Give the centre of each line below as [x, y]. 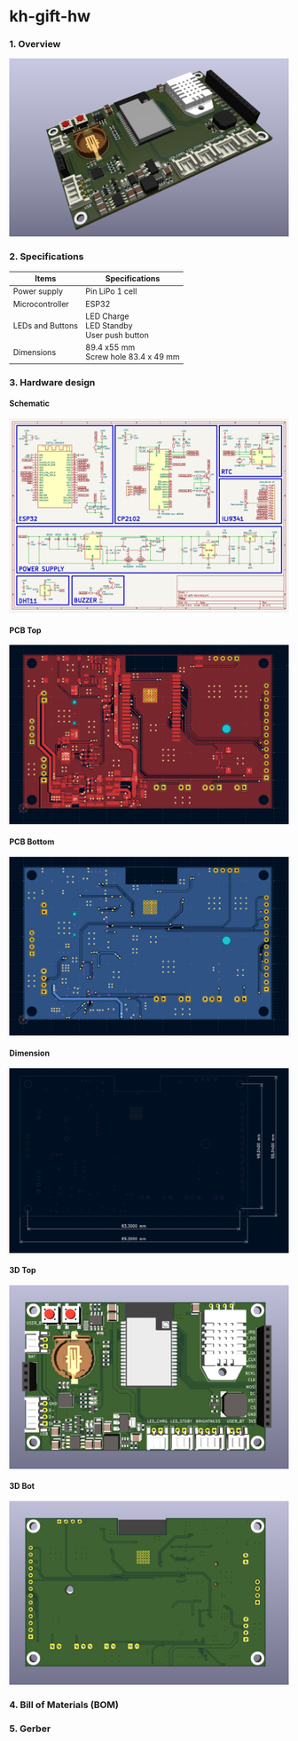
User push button [117, 335]
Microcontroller [41, 304]
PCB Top [25, 630]
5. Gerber [30, 1729]
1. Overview [35, 44]
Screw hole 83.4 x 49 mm [133, 357]
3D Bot [22, 1486]
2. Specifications [47, 257]
